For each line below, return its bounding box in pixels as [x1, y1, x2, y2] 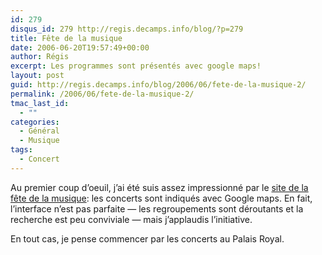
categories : [10, 117, 60, 127]
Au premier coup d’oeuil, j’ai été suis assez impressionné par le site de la [10, 181, 309, 193]
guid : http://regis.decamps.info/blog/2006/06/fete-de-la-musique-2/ [10, 80, 307, 90]
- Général [19, 126, 60, 136]
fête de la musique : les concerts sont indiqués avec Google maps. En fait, [10, 192, 313, 204]
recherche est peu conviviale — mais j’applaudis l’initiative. [10, 213, 253, 225]
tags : [10, 145, 33, 155]
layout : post [10, 71, 65, 81]
